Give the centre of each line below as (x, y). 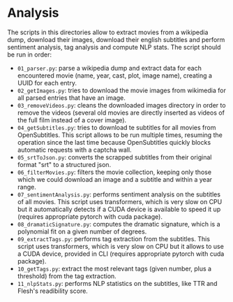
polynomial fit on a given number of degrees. (82, 231)
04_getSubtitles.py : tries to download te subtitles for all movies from (116, 127)
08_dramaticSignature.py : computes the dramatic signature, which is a (119, 224)
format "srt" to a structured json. (64, 164)
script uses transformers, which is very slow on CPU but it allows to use (121, 246)
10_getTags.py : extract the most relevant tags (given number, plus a (114, 268)
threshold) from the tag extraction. (67, 276)
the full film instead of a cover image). (72, 120)
